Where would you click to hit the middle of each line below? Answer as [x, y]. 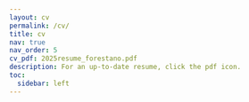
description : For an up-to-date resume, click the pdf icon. [125, 67]
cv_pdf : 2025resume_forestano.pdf [74, 59]
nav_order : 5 [33, 51]
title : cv [28, 34]
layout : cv [29, 17]
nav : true [28, 42]
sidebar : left [43, 83]
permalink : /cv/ [39, 26]
